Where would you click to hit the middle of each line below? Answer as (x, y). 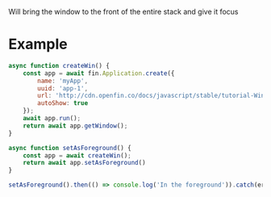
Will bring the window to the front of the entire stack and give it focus (123, 12)
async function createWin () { (59, 65)
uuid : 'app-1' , (63, 88)
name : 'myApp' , (63, 81)
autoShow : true (63, 103)
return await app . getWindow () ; (75, 126)
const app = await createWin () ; (77, 155)
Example (38, 44)
